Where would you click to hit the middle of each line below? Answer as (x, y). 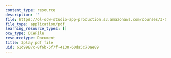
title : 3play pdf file (29, 43)
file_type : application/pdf (35, 24)
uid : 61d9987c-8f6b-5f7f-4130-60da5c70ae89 (52, 47)
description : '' (22, 15)
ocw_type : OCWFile (25, 33)
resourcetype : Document (31, 38)
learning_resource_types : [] (36, 29)
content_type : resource (31, 10)
